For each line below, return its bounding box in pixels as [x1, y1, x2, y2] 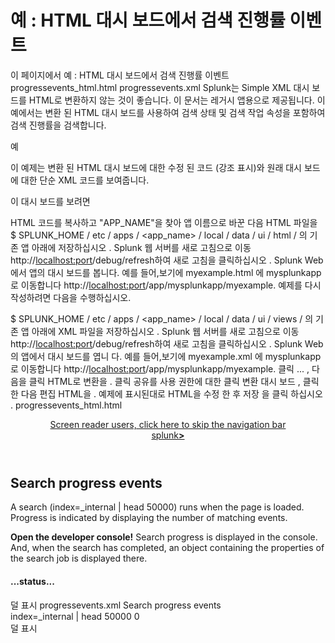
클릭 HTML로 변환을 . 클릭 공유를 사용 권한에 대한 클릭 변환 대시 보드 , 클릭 [28, 375, 320, 387]
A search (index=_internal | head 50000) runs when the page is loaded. [10, 501, 305, 513]
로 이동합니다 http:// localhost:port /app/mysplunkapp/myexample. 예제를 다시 [10, 279, 322, 291]
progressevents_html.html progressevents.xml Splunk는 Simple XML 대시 [10, 81, 310, 93]
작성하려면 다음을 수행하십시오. [10, 291, 132, 303]
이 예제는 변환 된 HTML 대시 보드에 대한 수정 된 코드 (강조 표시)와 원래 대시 [10, 161, 302, 173]
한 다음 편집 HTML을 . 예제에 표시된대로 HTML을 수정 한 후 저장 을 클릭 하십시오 [10, 387, 323, 400]
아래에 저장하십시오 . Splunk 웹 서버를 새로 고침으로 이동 [31, 241, 252, 253]
